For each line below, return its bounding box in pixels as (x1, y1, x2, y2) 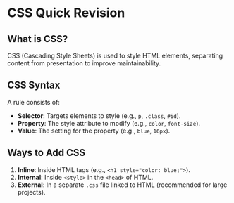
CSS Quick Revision (7, 5, 125, 21)
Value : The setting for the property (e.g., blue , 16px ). (17, 126, 171, 135)
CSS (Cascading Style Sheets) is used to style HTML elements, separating (7, 51, 223, 60)
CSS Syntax (7, 79, 61, 91)
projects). (17, 188, 46, 196)
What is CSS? (7, 33, 68, 45)
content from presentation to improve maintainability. (7, 59, 161, 67)
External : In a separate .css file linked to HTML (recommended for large (17, 181, 228, 189)
